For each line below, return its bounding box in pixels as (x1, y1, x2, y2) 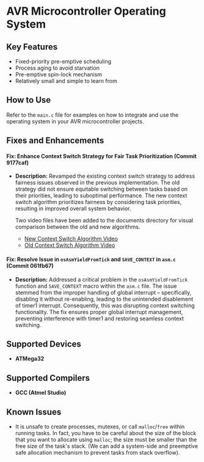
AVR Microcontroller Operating (6, 4, 166, 18)
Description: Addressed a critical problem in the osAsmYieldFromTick (15, 276, 188, 283)
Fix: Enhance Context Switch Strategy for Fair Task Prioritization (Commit (6, 152, 197, 159)
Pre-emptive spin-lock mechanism (15, 71, 103, 78)
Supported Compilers (6, 373, 90, 383)
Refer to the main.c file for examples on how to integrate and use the (6, 111, 179, 119)
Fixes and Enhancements (6, 136, 104, 146)
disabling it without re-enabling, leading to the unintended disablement (15, 295, 194, 302)
